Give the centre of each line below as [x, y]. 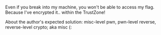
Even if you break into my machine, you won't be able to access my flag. [80, 7]
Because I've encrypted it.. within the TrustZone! [55, 12]
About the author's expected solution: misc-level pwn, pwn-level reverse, [81, 22]
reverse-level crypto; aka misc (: [38, 27]
